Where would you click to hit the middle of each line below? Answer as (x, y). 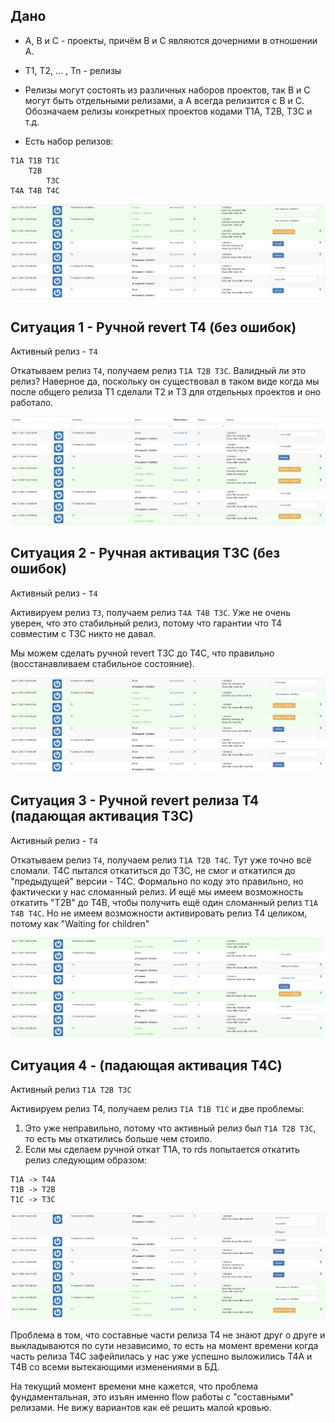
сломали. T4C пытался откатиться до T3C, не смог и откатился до (153, 870)
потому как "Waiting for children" (80, 923)
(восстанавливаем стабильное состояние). (102, 663)
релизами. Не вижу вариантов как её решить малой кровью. (141, 1408)
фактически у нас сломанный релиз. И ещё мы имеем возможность (157, 891)
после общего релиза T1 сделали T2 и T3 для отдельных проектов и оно (166, 392)
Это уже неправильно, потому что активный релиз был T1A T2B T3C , (170, 1128)
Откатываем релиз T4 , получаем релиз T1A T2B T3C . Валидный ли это (158, 371)
